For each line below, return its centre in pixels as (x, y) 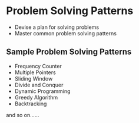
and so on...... (23, 115)
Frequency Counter (38, 66)
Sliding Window (34, 78)
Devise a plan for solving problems (57, 27)
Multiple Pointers (35, 72)
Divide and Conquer (39, 85)
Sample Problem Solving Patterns (69, 52)
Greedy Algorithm (36, 97)
